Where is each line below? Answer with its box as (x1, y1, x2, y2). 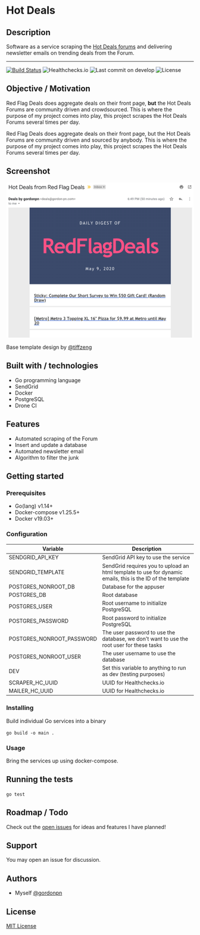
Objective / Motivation (6, 84, 90, 94)
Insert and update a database (14, 441, 87, 448)
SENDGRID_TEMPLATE (8, 568, 65, 576)
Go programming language (14, 376, 82, 384)
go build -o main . (6, 730, 55, 736)
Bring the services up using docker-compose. (6, 757, 118, 764)
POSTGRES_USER (8, 602, 52, 610)
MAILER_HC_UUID (8, 687, 54, 694)
